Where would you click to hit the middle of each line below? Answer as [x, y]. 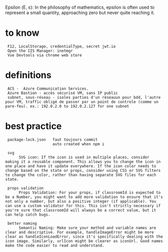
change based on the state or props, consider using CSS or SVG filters [83, 170]
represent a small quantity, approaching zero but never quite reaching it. [80, 13]
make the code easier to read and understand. [55, 245]
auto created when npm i [78, 144]
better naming [22, 223]
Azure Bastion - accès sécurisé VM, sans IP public [63, 93]
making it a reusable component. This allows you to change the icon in [83, 162]
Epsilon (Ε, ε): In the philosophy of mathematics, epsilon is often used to [80, 7]
